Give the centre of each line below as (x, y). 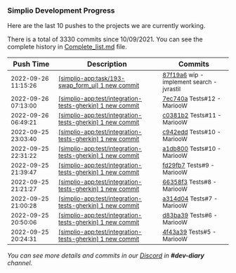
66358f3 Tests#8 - (190, 182)
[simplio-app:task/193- (92, 79)
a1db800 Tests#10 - (192, 149)
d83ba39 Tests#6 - (190, 215)
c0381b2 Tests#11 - (192, 115)
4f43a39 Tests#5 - (189, 232)
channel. (20, 263)
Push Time (31, 64)
